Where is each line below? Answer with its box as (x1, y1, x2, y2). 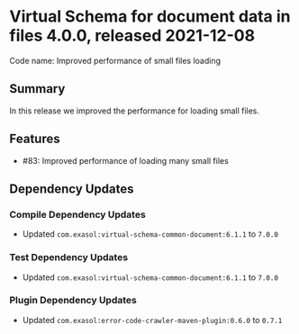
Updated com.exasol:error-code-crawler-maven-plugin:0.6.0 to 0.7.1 (22, 314, 283, 325)
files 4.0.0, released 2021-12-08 (9, 25, 255, 46)
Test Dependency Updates (9, 251, 129, 264)
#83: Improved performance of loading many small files (22, 155, 230, 166)
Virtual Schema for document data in (9, 6, 291, 27)
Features (9, 131, 60, 147)
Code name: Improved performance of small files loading (9, 55, 222, 66)
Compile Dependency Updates (9, 208, 146, 221)
